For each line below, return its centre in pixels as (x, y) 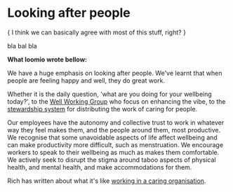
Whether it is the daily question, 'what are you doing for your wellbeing (109, 94)
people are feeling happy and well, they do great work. (86, 80)
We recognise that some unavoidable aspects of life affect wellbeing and (112, 137)
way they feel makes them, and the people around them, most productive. (114, 130)
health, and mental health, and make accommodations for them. (100, 167)
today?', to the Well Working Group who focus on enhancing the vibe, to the (116, 101)
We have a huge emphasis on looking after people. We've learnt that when (115, 73)
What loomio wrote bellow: (47, 59)
